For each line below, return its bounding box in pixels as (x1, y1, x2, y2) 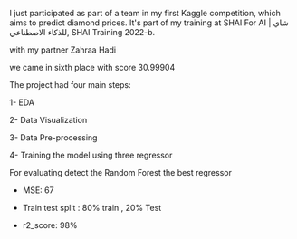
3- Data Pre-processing (9, 132, 98, 143)
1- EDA (9, 97, 34, 108)
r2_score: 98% (22, 220, 79, 230)
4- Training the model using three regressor (9, 149, 173, 160)
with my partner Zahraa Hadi (9, 44, 116, 55)
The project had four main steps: (9, 80, 131, 90)
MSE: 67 (22, 185, 54, 196)
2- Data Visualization (9, 115, 88, 125)
